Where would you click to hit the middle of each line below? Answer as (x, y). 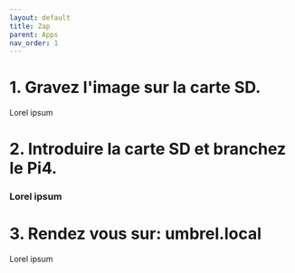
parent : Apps (34, 34)
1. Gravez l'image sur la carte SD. (135, 88)
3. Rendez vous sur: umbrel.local (136, 234)
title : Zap (30, 26)
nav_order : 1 (34, 43)
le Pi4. (33, 169)
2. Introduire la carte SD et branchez (148, 149)
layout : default (40, 18)
